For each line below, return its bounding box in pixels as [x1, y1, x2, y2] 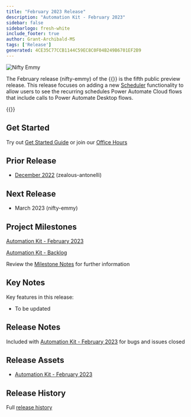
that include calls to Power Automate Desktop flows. [6, 94, 134, 101]
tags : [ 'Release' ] [6, 42, 51, 48]
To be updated [14, 305, 51, 312]
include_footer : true [6, 31, 60, 37]
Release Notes [6, 322, 61, 333]
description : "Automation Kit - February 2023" [6, 14, 126, 20]
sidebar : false [6, 20, 44, 26]
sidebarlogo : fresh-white [6, 25, 70, 31]
